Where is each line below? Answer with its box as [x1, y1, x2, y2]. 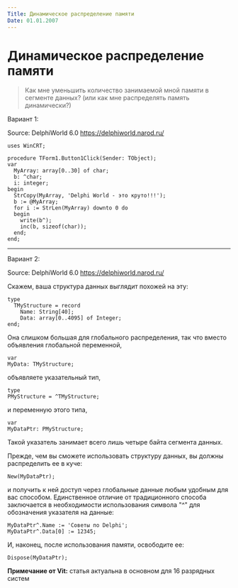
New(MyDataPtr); [7, 473, 55, 480]
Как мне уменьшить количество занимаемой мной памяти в [24, 86, 209, 94]
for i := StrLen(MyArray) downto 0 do [13, 205, 129, 212]
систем [7, 575, 30, 583]
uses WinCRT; [7, 143, 46, 150]
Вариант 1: [7, 115, 39, 124]
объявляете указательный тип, [7, 374, 101, 382]
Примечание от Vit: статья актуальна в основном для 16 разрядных [7, 567, 215, 575]
